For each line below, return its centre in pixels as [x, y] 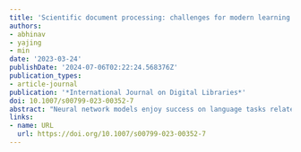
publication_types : [46, 76]
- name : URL [31, 126]
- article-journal [43, 84]
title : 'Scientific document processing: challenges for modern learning [150, 17]
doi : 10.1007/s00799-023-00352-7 [72, 101]
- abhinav [28, 34]
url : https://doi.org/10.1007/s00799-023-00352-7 [112, 134]
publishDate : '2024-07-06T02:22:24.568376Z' [94, 68]
